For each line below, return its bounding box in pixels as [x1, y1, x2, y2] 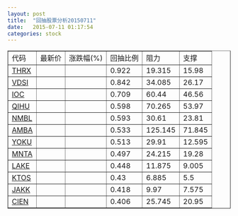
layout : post [7, 10, 46, 18]
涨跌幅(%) [69, 54, 103, 64]
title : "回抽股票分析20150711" [7, 17, 97, 24]
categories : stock [7, 30, 62, 37]
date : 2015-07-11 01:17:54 [7, 23, 93, 30]
